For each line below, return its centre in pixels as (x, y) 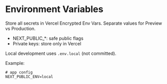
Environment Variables (54, 9)
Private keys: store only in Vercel (47, 43)
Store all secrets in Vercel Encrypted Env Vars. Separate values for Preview (84, 23)
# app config (19, 72)
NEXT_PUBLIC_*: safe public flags (48, 38)
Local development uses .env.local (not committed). (61, 53)
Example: (15, 63)
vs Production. (21, 28)
